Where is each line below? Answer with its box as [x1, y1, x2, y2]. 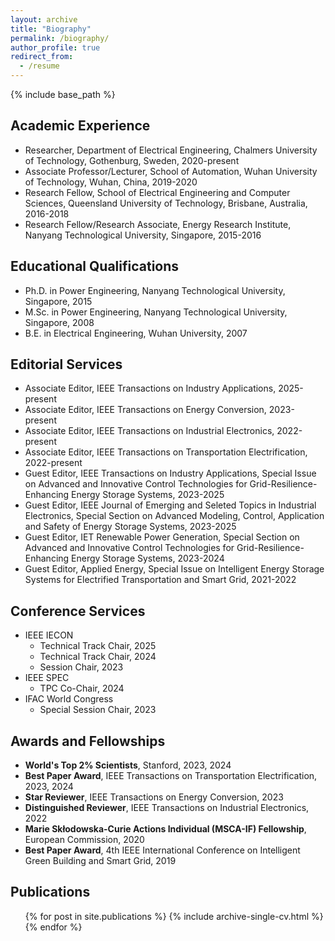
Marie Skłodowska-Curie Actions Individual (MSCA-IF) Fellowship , [24, 823, 307, 835]
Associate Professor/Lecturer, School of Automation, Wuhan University [24, 165, 318, 177]
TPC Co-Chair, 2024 [39, 682, 125, 695]
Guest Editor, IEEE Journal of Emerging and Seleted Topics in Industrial [24, 499, 317, 511]
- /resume [19, 61, 60, 71]
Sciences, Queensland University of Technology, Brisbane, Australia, [24, 197, 308, 209]
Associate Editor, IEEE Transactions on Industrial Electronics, [24, 425, 275, 437]
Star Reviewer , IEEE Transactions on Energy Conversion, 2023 [24, 791, 284, 803]
